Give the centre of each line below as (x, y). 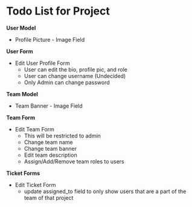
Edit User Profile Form (43, 63)
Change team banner (50, 148)
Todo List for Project (58, 11)
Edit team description (50, 155)
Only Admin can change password (67, 82)
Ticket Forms (23, 173)
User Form (20, 51)
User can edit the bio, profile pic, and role (76, 69)
